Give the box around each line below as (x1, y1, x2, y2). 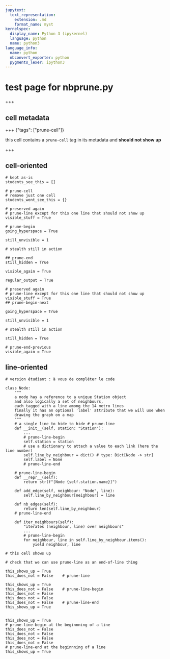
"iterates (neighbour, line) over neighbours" (23, 524, 124, 529)
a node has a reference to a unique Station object (14, 394, 126, 400)
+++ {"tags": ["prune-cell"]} (5, 127, 65, 133)
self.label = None (23, 457, 63, 462)
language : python (10, 36, 47, 41)
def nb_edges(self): (14, 501, 58, 507)
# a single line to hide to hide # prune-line (14, 421, 115, 426)
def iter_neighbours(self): (14, 519, 74, 525)
